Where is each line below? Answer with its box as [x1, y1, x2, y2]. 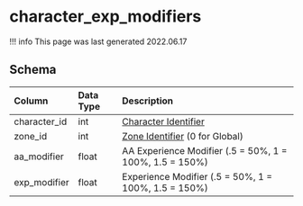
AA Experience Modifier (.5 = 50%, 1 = [121, 144, 288, 157]
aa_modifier [14, 150, 65, 163]
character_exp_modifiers [9, 6, 202, 27]
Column [14, 94, 49, 107]
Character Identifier [121, 115, 205, 128]
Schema [9, 62, 57, 77]
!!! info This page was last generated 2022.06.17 [9, 36, 188, 47]
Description [121, 94, 174, 107]
